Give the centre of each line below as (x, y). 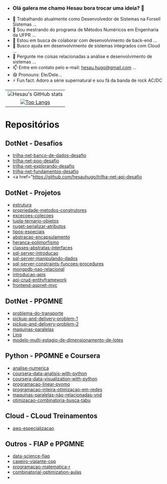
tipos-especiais (28, 232)
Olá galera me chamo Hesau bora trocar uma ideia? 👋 (78, 8)
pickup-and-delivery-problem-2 (46, 324)
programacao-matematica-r (41, 467)
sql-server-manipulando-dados (45, 259)
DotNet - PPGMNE (34, 301)
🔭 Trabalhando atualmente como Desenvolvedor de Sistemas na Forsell (87, 19)
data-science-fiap (31, 456)
